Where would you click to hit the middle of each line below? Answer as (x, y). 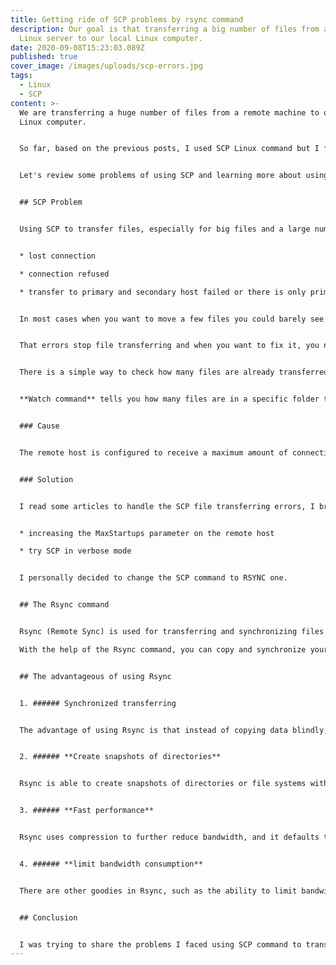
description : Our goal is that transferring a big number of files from (165, 29)
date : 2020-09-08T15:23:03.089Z (77, 47)
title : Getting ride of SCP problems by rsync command (127, 19)
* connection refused (64, 274)
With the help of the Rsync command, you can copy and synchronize (163, 649)
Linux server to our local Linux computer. (111, 38)
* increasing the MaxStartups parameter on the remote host (147, 533)
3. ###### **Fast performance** (87, 811)
